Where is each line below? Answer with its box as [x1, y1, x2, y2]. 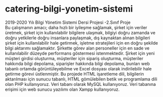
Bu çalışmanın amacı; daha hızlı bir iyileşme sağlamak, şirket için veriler [5, 24, 147, 30]
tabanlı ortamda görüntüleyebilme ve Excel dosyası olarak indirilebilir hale [5, 65, 152, 71]
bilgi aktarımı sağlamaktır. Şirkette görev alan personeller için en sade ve [5, 45, 149, 51]
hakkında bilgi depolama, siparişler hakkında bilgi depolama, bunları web [5, 61, 150, 66]
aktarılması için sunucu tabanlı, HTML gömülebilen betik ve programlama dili [5, 76, 158, 82]
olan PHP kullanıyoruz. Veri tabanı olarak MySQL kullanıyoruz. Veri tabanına [5, 81, 156, 87]
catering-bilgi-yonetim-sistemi [5, 3, 133, 15]
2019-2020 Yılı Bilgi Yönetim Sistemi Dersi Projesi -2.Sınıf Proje [5, 19, 131, 25]
